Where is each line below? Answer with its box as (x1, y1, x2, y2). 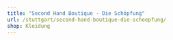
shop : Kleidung (7, 22, 51, 29)
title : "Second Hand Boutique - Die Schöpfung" (7, 9, 146, 17)
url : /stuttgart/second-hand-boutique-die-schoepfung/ (7, 16, 167, 23)
